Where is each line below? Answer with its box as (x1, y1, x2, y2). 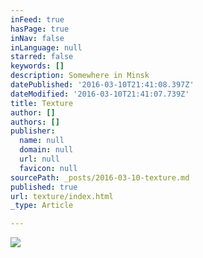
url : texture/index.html (10, 191, 114, 201)
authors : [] (10, 117, 60, 127)
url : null (19, 154, 60, 164)
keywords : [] (10, 61, 65, 71)
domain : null (19, 145, 74, 155)
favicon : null (19, 163, 78, 173)
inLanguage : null (10, 42, 83, 53)
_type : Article (10, 201, 74, 211)
